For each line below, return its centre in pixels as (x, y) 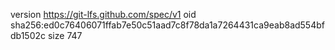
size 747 (65, 35)
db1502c (28, 35)
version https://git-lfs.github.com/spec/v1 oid (103, 14)
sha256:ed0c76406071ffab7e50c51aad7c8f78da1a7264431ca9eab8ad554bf (167, 25)
